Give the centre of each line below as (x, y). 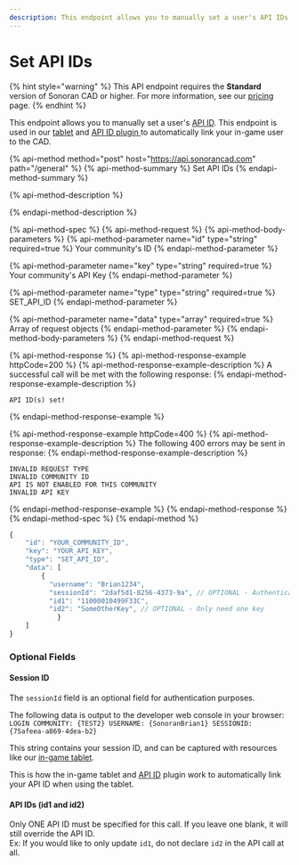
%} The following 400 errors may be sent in (205, 443)
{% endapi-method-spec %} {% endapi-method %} (104, 518)
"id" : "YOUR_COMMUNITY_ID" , (77, 543)
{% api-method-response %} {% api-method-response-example (128, 355)
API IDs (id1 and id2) (47, 804)
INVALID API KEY (39, 492)
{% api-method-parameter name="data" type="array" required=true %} (141, 319)
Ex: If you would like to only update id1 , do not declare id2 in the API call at (147, 844)
